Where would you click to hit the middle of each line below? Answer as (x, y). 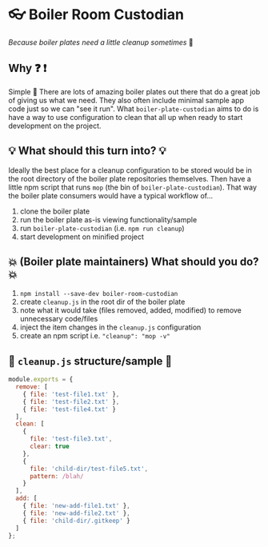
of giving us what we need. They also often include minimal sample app (126, 100)
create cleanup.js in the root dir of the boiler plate (102, 302)
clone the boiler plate (55, 211)
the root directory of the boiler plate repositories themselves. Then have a (130, 178)
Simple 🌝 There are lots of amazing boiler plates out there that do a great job (134, 91)
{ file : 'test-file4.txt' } (69, 409)
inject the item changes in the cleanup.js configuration (110, 327)
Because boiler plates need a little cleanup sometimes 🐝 (101, 42)
